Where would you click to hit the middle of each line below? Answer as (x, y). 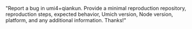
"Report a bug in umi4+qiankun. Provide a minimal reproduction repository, (96, 8)
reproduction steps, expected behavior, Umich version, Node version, (89, 14)
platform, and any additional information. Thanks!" (66, 20)
